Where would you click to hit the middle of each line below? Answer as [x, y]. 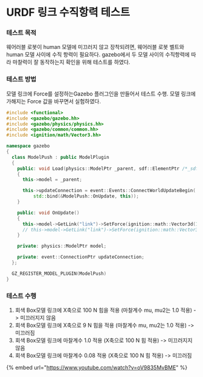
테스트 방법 [21, 79]
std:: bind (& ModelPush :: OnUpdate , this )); [86, 196]
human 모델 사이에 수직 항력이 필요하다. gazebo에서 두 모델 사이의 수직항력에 [98, 54]
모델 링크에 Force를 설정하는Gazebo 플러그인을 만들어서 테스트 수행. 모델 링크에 [101, 94]
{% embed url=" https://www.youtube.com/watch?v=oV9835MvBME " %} [97, 367]
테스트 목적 [21, 33]
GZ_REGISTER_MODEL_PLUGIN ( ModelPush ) [59, 273]
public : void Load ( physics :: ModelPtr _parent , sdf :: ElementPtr [98, 169]
